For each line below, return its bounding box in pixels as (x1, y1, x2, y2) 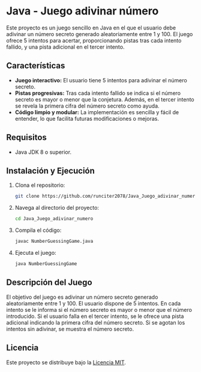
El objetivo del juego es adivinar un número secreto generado (6, 293, 158, 300)
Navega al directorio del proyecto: (14, 204, 99, 212)
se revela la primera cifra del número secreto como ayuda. (14, 102, 160, 109)
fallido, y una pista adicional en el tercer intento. (6, 43, 125, 50)
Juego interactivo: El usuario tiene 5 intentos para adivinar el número (14, 76, 187, 84)
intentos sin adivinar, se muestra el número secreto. (6, 325, 134, 332)
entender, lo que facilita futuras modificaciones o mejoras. (14, 115, 159, 122)
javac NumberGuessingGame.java (14, 239, 94, 245)
